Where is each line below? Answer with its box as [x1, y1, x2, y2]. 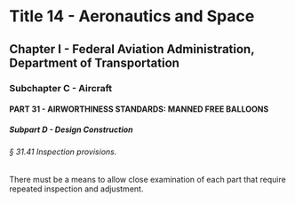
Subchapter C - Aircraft [9, 82, 113, 94]
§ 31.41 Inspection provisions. [9, 146, 117, 157]
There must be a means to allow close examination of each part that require [9, 174, 286, 184]
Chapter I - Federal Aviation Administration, [9, 42, 255, 57]
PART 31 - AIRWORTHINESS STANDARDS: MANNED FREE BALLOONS [9, 104, 269, 114]
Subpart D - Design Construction [9, 124, 133, 135]
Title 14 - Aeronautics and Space [9, 6, 255, 27]
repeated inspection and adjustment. [9, 183, 144, 194]
